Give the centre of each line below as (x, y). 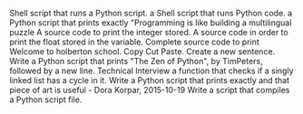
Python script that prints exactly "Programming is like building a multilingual (151, 23)
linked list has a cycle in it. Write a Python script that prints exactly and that (150, 80)
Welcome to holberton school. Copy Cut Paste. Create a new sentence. (142, 52)
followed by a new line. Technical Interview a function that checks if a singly (151, 71)
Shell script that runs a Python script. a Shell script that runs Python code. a (151, 13)
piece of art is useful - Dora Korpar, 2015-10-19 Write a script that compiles (150, 90)
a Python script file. (46, 100)
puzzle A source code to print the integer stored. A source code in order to (149, 32)
